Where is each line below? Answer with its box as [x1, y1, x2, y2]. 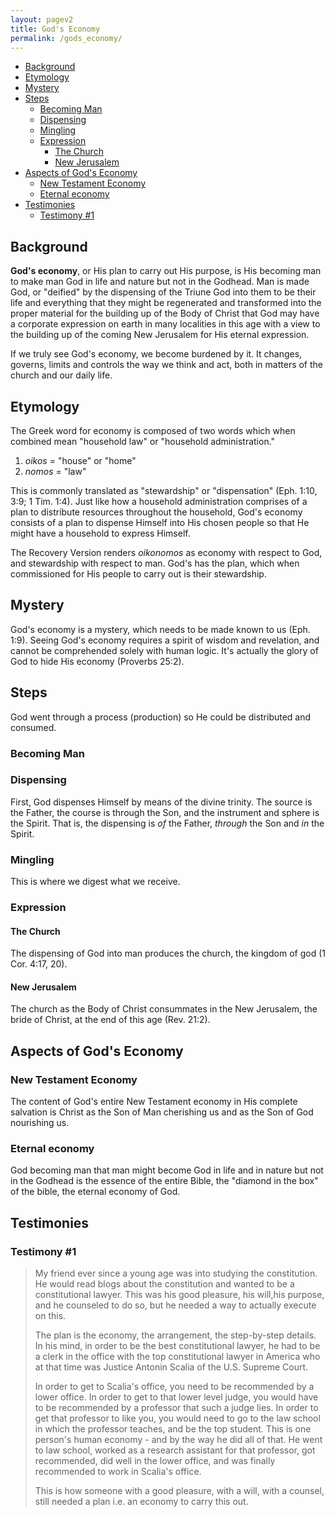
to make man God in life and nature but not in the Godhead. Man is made [10, 276, 310, 288]
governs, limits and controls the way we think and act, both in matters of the [10, 359, 324, 371]
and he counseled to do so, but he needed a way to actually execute [34, 1299, 317, 1311]
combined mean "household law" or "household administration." [10, 436, 276, 447]
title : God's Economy [10, 24, 101, 34]
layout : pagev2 [10, 14, 74, 25]
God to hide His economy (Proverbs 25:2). [10, 655, 185, 667]
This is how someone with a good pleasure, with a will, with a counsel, [34, 1485, 325, 1497]
